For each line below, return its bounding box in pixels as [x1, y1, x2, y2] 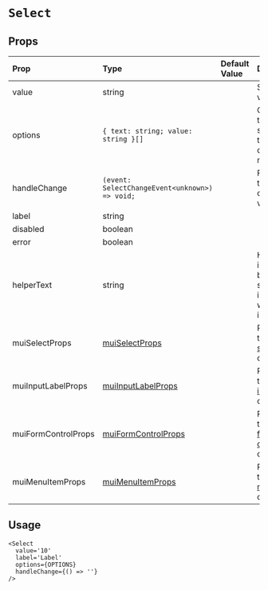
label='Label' [15, 553, 62, 561]
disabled [12, 224, 45, 234]
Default [220, 58, 250, 69]
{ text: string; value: [102, 126, 193, 135]
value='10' [15, 546, 52, 555]
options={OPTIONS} [15, 560, 77, 568]
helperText [12, 280, 53, 290]
